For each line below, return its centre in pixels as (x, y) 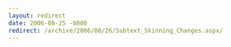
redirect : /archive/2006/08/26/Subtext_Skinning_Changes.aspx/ (116, 30)
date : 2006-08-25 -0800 (48, 23)
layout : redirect (37, 16)
